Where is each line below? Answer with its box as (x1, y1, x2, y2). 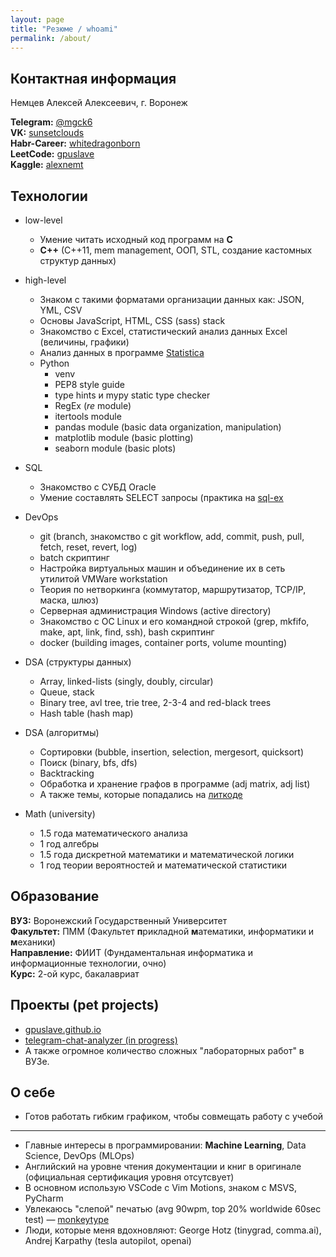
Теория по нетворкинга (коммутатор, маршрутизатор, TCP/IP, (39, 584, 307, 595)
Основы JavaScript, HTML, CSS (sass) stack (39, 315, 226, 326)
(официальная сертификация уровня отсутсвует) (24, 1171, 235, 1183)
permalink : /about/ (10, 33, 92, 43)
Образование (10, 888, 100, 905)
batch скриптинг (39, 552, 110, 563)
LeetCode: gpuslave (10, 148, 95, 160)
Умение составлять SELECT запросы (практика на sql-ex (39, 492, 284, 503)
